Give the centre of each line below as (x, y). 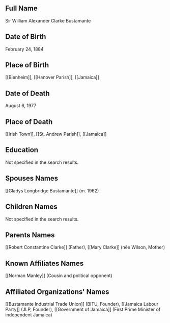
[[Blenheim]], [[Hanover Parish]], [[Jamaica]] (52, 77)
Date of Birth (26, 37)
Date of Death (27, 93)
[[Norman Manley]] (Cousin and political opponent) (59, 276)
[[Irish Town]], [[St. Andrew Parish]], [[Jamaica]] (56, 134)
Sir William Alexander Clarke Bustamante (48, 20)
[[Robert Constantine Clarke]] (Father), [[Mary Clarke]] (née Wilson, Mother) (85, 247)
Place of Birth (27, 65)
